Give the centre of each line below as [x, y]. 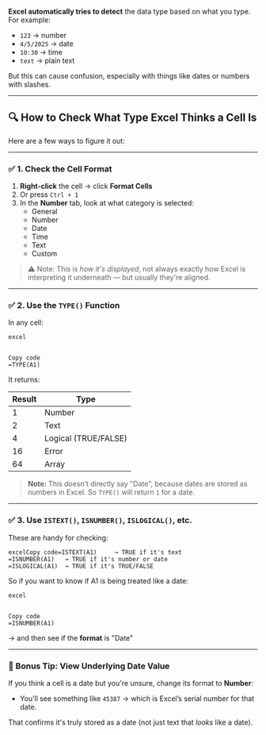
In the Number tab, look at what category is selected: [106, 203]
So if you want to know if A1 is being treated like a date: [98, 581]
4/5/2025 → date [46, 44]
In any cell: [26, 323]
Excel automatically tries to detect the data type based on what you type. [129, 12]
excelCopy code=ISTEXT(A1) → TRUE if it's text [95, 552]
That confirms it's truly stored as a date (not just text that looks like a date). [131, 722]
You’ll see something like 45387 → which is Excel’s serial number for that [137, 698]
